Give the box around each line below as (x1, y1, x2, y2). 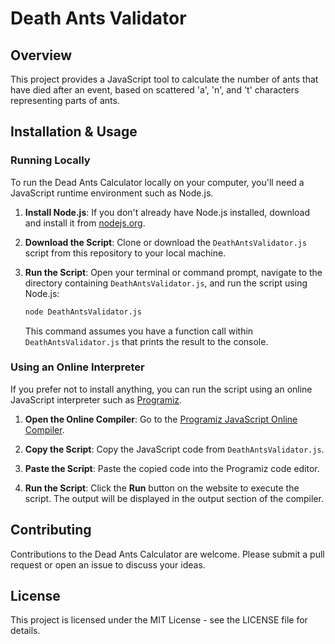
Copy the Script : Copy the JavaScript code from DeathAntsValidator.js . (24, 443, 325, 455)
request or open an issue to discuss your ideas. (10, 558, 206, 571)
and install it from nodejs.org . (24, 217, 146, 229)
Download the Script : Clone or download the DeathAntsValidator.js (24, 236, 308, 248)
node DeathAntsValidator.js (24, 307, 142, 317)
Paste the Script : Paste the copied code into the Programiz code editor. (24, 462, 320, 474)
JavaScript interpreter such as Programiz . (10, 393, 183, 406)
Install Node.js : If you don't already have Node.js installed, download (24, 206, 311, 218)
